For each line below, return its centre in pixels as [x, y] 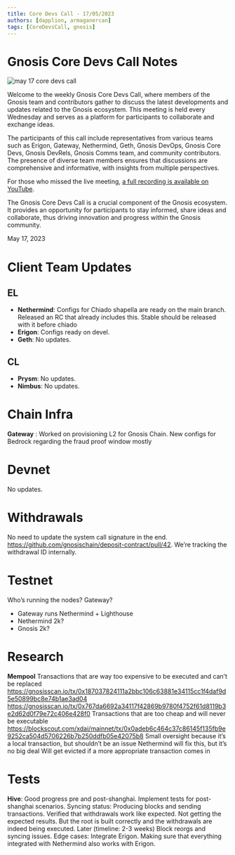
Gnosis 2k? [34, 628]
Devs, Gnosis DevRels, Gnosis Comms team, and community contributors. [114, 153]
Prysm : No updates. [47, 379]
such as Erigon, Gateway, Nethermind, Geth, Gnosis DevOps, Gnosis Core [114, 145]
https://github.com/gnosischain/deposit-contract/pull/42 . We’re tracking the [117, 544]
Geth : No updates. [44, 340]
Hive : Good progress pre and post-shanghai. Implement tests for [101, 799]
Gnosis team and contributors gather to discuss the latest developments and [118, 102]
